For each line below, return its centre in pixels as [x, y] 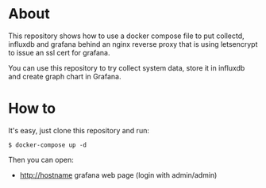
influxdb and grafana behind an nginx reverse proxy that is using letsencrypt [133, 44]
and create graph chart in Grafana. [65, 76]
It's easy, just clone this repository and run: [79, 130]
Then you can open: [41, 159]
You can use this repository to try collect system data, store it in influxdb [127, 67]
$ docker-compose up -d [48, 145]
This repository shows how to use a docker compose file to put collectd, [126, 36]
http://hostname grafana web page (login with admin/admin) [118, 175]
